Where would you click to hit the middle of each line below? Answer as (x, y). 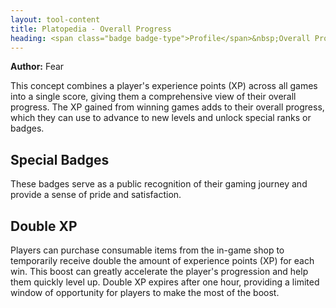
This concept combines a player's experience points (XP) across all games (164, 86)
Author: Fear (37, 67)
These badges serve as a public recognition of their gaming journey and (159, 184)
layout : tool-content (55, 19)
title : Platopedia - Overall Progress (91, 29)
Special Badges (60, 159)
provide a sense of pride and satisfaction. (96, 195)
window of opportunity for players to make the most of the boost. (145, 292)
